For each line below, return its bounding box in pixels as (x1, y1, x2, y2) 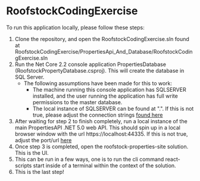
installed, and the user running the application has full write (32, 92, 179, 99)
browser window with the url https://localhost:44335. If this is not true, (14, 130, 189, 138)
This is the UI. (14, 149, 49, 156)
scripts (14, 162, 32, 169)
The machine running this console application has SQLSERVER (32, 86, 186, 93)
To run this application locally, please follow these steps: (6, 24, 145, 31)
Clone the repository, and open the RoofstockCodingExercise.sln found (14, 35, 189, 42)
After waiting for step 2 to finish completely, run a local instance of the (14, 117, 187, 124)
